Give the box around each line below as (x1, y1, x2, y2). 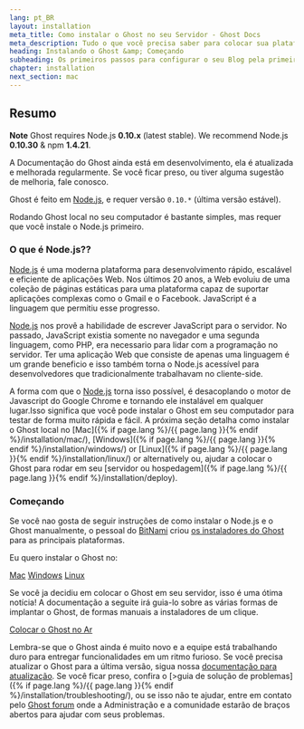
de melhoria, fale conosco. (9, 176, 109, 187)
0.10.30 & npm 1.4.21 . (9, 139, 91, 150)
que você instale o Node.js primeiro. (9, 221, 145, 232)
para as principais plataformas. (9, 535, 125, 546)
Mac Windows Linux (9, 570, 85, 580)
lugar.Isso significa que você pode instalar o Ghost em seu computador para (9, 405, 295, 416)
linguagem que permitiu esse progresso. (9, 302, 160, 313)
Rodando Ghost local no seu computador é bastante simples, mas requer (9, 211, 282, 222)
